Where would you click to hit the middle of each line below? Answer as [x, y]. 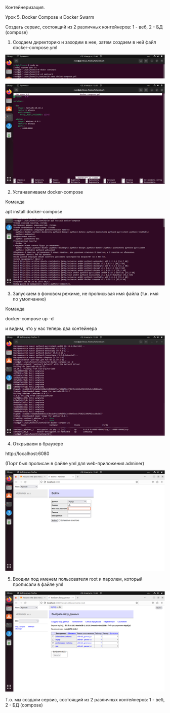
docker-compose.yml [35, 47]
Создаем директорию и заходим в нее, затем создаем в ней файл [84, 42]
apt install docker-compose [34, 212]
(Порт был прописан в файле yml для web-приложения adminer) [75, 464]
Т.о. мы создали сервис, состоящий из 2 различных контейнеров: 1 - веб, [85, 700]
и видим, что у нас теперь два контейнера [51, 328]
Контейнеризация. [25, 7]
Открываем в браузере [38, 444]
